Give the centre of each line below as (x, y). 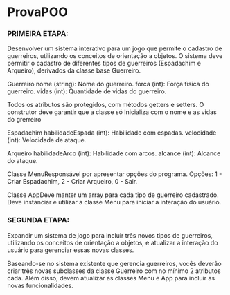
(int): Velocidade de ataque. (47, 140)
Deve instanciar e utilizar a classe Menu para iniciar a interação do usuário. (114, 202)
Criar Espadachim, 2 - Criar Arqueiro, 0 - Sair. (72, 182)
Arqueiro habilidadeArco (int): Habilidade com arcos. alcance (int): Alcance (114, 153)
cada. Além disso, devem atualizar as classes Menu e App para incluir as (111, 278)
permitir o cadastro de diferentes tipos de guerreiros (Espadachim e (104, 64)
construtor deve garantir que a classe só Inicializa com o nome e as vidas (112, 112)
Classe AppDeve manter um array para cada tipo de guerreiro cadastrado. (113, 195)
